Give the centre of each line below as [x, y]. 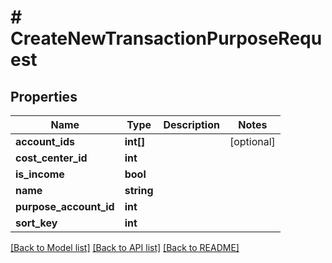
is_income [40, 174]
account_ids [45, 141]
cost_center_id [51, 158]
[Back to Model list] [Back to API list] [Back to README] [125, 247]
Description [191, 124]
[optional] [252, 141]
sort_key [36, 223]
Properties [44, 96]
